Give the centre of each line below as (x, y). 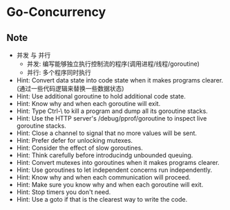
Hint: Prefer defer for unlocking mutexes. (74, 140)
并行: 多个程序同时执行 (59, 72)
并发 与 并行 (33, 55)
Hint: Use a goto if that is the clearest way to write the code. (102, 199)
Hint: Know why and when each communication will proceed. (104, 177)
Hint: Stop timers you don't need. (64, 192)
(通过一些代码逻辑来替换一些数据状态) (70, 88)
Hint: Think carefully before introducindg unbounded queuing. (105, 155)
